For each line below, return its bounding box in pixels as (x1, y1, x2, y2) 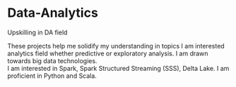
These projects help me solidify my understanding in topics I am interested (7, 41, 225, 50)
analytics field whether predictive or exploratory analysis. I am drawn (7, 49, 208, 58)
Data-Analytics (7, 5, 99, 21)
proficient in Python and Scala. (7, 72, 97, 80)
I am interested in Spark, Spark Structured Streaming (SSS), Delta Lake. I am (7, 64, 230, 72)
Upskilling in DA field (7, 28, 68, 36)
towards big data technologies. (7, 56, 98, 65)
